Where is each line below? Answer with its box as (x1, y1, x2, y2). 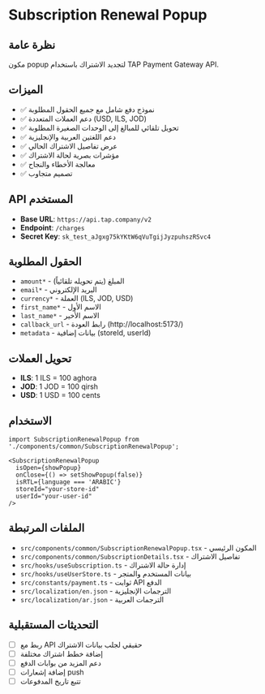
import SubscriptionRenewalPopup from (8, 436, 139, 444)
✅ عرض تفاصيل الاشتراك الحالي (19, 140, 118, 151)
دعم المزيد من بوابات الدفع (19, 657, 101, 667)
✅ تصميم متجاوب (19, 168, 73, 178)
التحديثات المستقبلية (8, 619, 99, 632)
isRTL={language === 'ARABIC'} (15, 478, 122, 486)
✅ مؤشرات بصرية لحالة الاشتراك (19, 150, 120, 160)
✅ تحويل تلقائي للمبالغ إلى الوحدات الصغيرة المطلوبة (19, 123, 180, 132)
